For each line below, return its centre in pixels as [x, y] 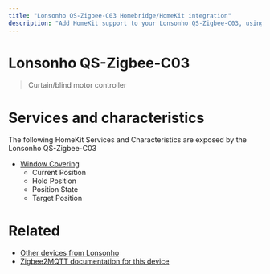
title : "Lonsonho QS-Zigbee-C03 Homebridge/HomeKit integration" [120, 16]
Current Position [59, 173]
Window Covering [50, 164]
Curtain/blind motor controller [77, 85]
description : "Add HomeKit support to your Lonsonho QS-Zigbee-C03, [125, 23]
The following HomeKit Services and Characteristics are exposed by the [128, 140]
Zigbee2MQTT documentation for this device [94, 261]
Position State [55, 190]
